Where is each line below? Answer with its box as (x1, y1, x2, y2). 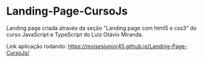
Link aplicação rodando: (6, 43, 67, 50)
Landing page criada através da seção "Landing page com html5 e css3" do (6, 24, 197, 32)
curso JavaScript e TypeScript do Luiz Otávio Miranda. (6, 30, 143, 38)
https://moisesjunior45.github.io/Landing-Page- (67, 43, 188, 50)
